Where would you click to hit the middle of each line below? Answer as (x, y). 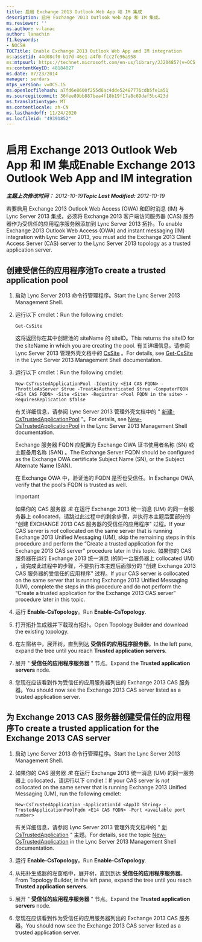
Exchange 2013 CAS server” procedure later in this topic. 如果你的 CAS (103, 551)
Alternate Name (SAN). (43, 466)
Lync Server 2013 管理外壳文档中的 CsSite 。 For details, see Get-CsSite (104, 353)
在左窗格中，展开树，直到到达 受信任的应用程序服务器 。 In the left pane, (104, 644)
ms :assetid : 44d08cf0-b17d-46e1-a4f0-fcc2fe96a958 (71, 57)
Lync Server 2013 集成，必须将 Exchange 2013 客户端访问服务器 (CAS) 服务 (100, 216)
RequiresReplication (41, 399)
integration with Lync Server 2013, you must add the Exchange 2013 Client (99, 237)
